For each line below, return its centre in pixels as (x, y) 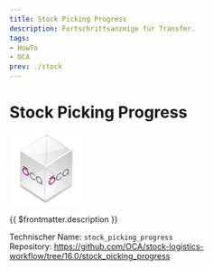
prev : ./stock (36, 67)
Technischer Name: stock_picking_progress (91, 237)
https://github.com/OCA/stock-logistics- (129, 246)
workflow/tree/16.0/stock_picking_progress (90, 256)
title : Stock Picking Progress (68, 19)
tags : (19, 38)
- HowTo (24, 48)
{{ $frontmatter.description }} (64, 219)
